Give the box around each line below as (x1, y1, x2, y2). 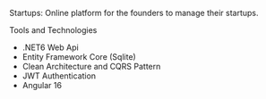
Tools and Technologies (9, 25, 98, 35)
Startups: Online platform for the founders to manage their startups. (9, 8, 259, 18)
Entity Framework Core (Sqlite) (21, 52, 136, 62)
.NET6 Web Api (21, 42, 79, 53)
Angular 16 (21, 80, 63, 90)
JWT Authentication (21, 70, 97, 81)
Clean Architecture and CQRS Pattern (21, 62, 161, 71)
